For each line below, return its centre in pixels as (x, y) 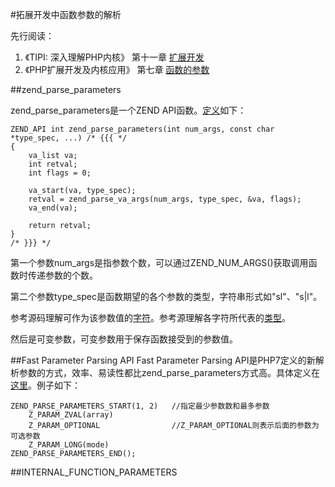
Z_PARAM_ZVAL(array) (71, 415)
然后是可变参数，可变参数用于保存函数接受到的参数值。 (124, 339)
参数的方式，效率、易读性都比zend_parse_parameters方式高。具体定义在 (169, 372)
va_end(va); (53, 208)
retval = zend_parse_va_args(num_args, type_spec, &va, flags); (165, 199)
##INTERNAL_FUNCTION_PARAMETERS (94, 472)
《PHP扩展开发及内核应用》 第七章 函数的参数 (117, 69)
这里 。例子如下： (45, 385)
